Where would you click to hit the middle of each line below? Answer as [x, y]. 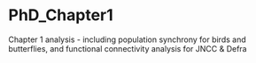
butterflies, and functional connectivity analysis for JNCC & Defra [128, 48]
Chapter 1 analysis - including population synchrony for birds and [128, 39]
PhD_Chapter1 [61, 15]
